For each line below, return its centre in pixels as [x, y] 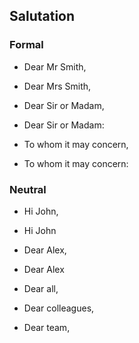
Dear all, [41, 288]
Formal [26, 45]
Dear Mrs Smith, [57, 86]
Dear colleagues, [59, 308]
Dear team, [47, 327]
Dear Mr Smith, [55, 66]
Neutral [28, 189]
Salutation [42, 16]
